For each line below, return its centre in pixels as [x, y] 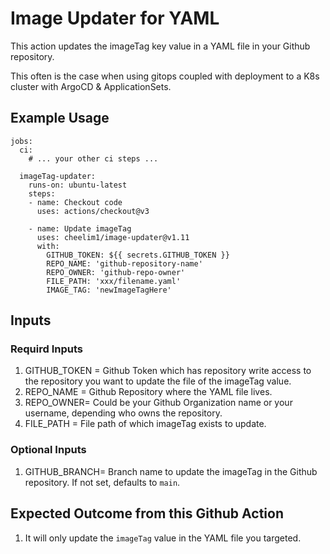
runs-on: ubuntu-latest [78, 185]
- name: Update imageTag [80, 228]
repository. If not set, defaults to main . [102, 482]
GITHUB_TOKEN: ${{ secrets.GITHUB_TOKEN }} [138, 255]
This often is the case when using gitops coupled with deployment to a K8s [165, 76]
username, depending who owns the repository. [123, 413]
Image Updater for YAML [115, 18]
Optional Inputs [48, 450]
